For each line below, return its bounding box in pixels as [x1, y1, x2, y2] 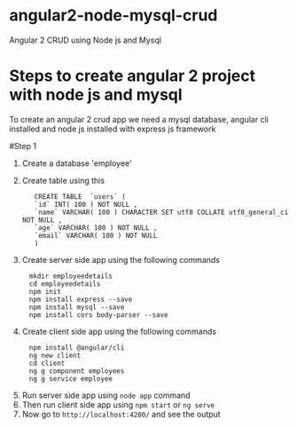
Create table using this [21, 175, 105, 186]
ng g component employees [28, 366, 125, 376]
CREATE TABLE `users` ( [34, 192, 126, 201]
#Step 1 [9, 140, 37, 151]
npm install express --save [28, 295, 133, 304]
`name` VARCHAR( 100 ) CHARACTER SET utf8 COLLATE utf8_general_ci [34, 208, 289, 217]
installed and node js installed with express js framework [9, 123, 216, 134]
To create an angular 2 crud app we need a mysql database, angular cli [9, 114, 269, 124]
